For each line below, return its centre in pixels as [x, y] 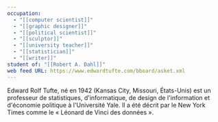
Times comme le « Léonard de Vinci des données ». [81, 112]
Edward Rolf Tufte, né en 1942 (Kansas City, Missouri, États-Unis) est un [109, 90]
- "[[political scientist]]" [55, 33]
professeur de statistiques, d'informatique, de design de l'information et [109, 97]
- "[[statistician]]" [44, 52]
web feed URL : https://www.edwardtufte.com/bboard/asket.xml [96, 71]
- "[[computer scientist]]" [53, 20]
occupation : [24, 13]
